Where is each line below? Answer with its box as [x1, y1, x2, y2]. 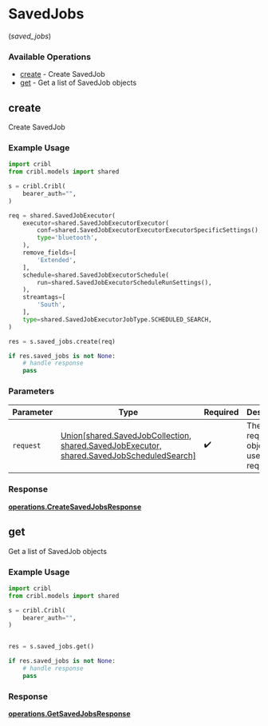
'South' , [37, 301, 66, 309]
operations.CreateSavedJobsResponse [8, 501, 142, 512]
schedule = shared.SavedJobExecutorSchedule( [22, 271, 170, 279]
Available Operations [8, 51, 92, 62]
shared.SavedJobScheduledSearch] [60, 449, 197, 461]
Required [203, 406, 239, 417]
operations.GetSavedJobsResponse [8, 709, 131, 719]
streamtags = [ [22, 293, 66, 301]
